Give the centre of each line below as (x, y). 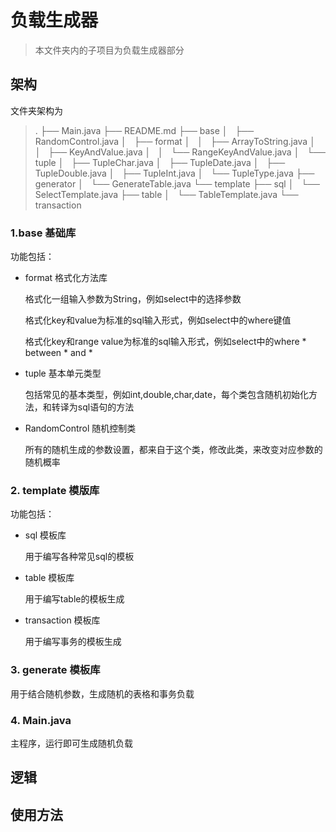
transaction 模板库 (62, 620)
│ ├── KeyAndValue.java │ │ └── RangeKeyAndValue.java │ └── (180, 152)
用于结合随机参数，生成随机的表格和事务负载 (102, 693)
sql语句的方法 (106, 407)
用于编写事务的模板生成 (73, 642)
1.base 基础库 (43, 233)
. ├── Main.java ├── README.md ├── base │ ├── (144, 130)
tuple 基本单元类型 (63, 373)
